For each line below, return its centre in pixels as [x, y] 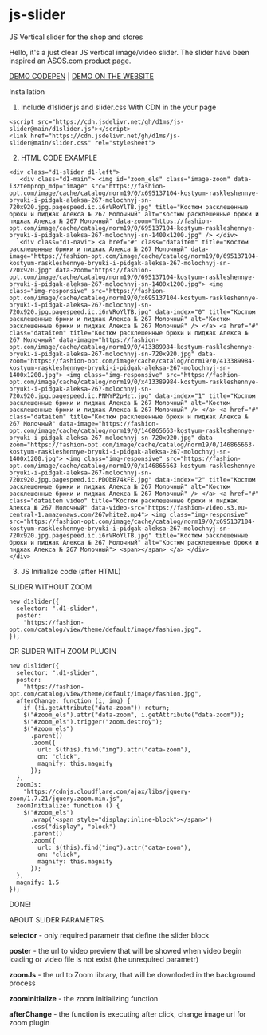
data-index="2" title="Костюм [205, 480]
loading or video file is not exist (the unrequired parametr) [104, 959]
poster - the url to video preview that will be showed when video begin [126, 950]
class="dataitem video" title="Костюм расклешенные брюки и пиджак [124, 501]
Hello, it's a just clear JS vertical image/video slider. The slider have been [130, 52]
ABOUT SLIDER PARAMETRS [57, 919]
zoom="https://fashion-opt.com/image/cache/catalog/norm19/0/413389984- [132, 361]
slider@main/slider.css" [50, 143]
